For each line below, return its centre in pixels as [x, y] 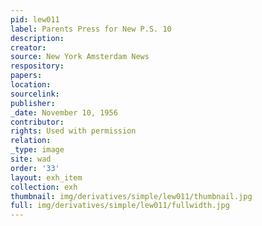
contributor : [37, 122]
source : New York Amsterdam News [80, 57]
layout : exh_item [46, 177]
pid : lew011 [35, 19]
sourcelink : [35, 94]
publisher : [33, 103]
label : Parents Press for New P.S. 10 [91, 29]
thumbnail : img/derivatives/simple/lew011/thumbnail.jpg [131, 196]
